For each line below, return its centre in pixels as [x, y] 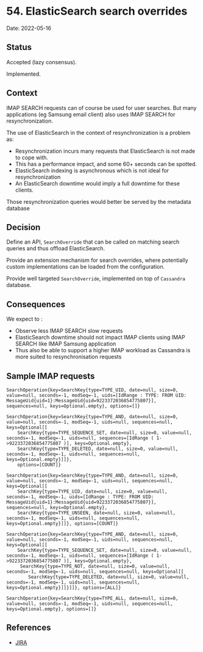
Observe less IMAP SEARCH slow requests [69, 331]
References [29, 628]
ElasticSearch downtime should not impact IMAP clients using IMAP [100, 338]
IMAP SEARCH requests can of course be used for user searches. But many [101, 107]
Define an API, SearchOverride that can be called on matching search [93, 242]
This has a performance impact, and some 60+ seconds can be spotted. [106, 164]
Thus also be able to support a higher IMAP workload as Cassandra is [103, 350]
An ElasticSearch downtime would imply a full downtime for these [97, 183]
